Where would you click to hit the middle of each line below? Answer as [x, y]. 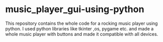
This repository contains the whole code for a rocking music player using [82, 23]
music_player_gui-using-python [75, 9]
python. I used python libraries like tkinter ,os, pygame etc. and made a [79, 28]
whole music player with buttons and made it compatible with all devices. [82, 34]
